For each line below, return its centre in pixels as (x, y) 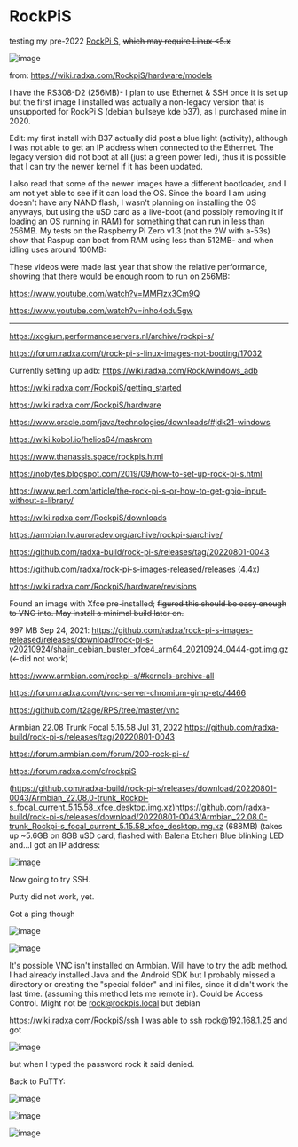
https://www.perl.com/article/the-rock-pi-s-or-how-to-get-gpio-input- (138, 491)
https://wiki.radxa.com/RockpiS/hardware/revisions (103, 586)
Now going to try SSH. (50, 879)
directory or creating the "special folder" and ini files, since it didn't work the (149, 984)
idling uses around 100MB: (58, 249)
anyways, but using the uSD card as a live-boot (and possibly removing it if (146, 211)
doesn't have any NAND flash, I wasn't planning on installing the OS (133, 202)
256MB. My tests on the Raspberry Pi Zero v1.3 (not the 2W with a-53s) (140, 230)
